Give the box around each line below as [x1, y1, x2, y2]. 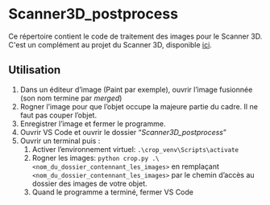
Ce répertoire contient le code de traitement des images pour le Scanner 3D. [8, 31, 263, 41]
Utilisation [8, 64, 61, 77]
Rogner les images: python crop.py [31, 153, 149, 162]
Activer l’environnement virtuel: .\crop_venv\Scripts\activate [31, 144, 239, 154]
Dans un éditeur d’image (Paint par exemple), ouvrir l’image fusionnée [19, 84, 253, 94]
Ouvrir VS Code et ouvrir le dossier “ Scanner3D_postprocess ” [19, 127, 227, 137]
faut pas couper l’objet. [19, 110, 98, 120]
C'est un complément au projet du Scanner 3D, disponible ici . [8, 39, 212, 49]
